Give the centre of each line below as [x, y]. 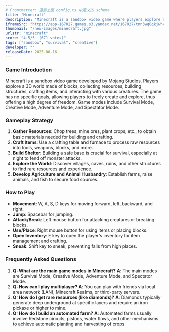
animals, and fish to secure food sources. [55, 180]
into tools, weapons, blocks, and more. [53, 148]
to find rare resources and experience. [52, 169]
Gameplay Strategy [29, 120]
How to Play [20, 193]
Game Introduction [29, 70]
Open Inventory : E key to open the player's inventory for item [76, 236]
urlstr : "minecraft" [27, 33]
